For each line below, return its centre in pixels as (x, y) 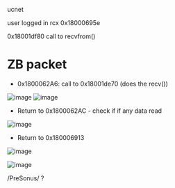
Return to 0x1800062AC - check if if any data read (89, 111)
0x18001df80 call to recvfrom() (51, 36)
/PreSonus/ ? (26, 178)
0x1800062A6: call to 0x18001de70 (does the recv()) (93, 84)
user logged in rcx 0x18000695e (54, 23)
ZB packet (37, 64)
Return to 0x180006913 (51, 137)
